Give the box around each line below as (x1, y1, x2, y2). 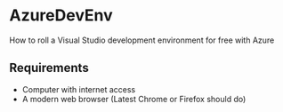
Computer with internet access (21, 84, 136, 94)
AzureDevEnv (9, 5, 113, 26)
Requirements (9, 60, 89, 76)
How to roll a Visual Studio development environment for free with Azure (9, 35, 275, 45)
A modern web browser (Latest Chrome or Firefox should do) (21, 93, 247, 104)
